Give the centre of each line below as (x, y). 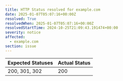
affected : (15, 37)
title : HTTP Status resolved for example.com (53, 10)
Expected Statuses (30, 63)
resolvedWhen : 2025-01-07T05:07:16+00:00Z (49, 23)
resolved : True (21, 19)
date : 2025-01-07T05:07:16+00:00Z (41, 14)
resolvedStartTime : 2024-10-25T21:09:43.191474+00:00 (62, 28)
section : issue (21, 46)
